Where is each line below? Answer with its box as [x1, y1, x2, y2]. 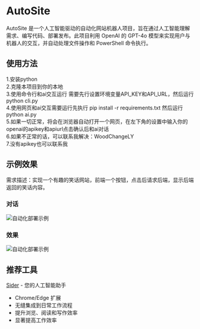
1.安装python [6, 76, 37, 83]
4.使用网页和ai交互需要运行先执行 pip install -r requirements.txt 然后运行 [6, 104, 183, 111]
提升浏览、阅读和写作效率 [14, 309, 78, 316]
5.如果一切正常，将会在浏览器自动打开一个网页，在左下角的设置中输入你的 [6, 118, 188, 125]
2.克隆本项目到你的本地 [6, 83, 64, 90]
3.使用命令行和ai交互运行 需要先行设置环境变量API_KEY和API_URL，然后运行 [6, 90, 194, 98]
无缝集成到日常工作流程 [14, 302, 73, 309]
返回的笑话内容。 [6, 183, 48, 191]
